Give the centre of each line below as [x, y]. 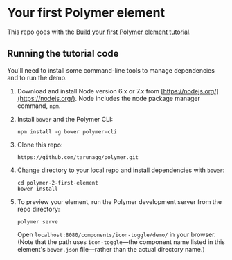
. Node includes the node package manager [138, 98]
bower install [37, 189]
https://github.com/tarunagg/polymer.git [78, 157]
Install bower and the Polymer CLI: [65, 119]
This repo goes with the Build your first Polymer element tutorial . [99, 32]
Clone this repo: [40, 145]
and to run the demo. [37, 77]
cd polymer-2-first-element [57, 183]
